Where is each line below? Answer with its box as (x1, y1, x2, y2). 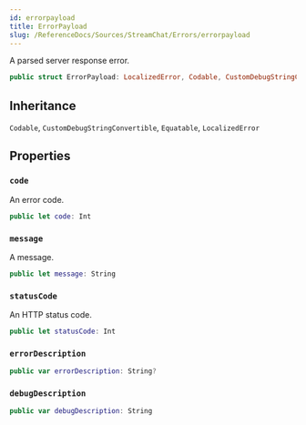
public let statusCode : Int (9, 327, 117, 337)
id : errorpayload (9, 13, 76, 23)
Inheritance (9, 97, 76, 114)
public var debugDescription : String (9, 407, 153, 416)
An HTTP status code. (9, 309, 93, 320)
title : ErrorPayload (9, 22, 88, 31)
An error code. (9, 194, 65, 205)
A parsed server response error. (9, 56, 130, 66)
